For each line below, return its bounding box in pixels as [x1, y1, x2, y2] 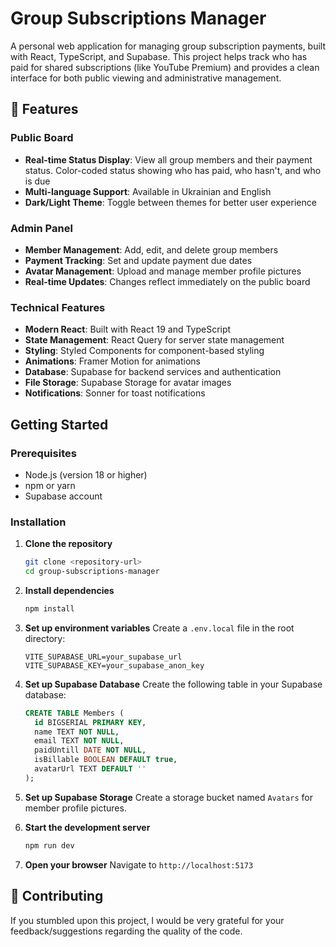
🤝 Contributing [10, 888, 104, 905]
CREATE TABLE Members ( [24, 708, 125, 718]
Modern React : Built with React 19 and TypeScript [24, 323, 232, 336]
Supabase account [24, 490, 103, 502]
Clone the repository [24, 538, 113, 550]
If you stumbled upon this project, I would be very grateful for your [10, 914, 285, 926]
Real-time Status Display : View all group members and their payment [24, 153, 313, 166]
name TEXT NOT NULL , [34, 727, 120, 737]
